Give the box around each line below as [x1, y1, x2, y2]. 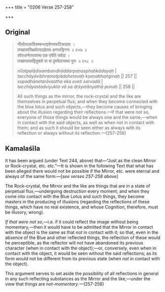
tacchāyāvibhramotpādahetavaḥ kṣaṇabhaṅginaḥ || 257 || [17, 73, 137, 79]
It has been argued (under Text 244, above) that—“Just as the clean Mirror [5, 157, 157, 163]
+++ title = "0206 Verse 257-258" [5, 4, 74, 10]
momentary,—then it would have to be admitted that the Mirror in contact [5, 224, 154, 230]
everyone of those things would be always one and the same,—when [17, 114, 158, 120]
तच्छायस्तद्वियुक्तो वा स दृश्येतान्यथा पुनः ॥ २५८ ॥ [17, 58, 94, 64]
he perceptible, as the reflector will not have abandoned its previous [5, 240, 144, 245]
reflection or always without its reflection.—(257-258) [17, 130, 127, 136]
